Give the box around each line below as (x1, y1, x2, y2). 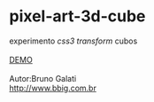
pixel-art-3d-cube (9, 6, 146, 27)
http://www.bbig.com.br (9, 82, 97, 93)
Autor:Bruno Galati (9, 73, 77, 83)
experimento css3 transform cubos (9, 35, 138, 46)
